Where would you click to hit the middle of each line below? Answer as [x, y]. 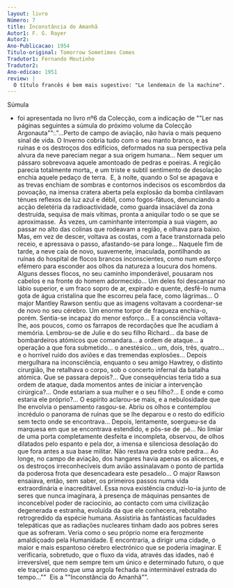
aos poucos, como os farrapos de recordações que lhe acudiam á [124, 325]
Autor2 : [18, 40]
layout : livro [28, 14]
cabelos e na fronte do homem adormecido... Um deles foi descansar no [121, 281]
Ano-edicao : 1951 [32, 72]
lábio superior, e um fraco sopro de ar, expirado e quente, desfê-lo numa [121, 288]
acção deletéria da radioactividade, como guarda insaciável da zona [115, 207]
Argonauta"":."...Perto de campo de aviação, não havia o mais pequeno [119, 133]
